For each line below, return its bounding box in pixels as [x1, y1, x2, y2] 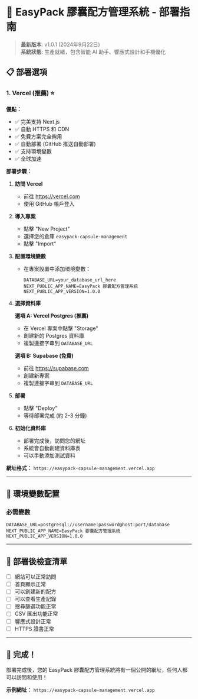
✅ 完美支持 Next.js [14, 118, 60, 125]
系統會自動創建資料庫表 [23, 444, 81, 451]
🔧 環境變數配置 [6, 489, 60, 499]
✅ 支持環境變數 [14, 147, 52, 154]
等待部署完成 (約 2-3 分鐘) [23, 412, 87, 419]
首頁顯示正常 [14, 581, 46, 588]
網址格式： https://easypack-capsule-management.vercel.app [6, 464, 155, 471]
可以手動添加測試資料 [23, 452, 75, 459]
